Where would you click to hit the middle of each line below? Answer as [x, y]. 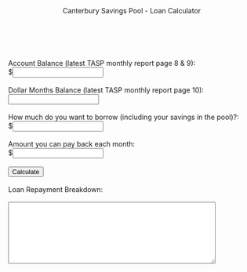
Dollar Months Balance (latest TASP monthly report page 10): [106, 90]
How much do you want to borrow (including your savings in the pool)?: [123, 117]
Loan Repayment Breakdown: [56, 189]
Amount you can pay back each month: [72, 144]
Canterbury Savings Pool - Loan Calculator [132, 11]
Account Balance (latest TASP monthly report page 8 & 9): [102, 63]
